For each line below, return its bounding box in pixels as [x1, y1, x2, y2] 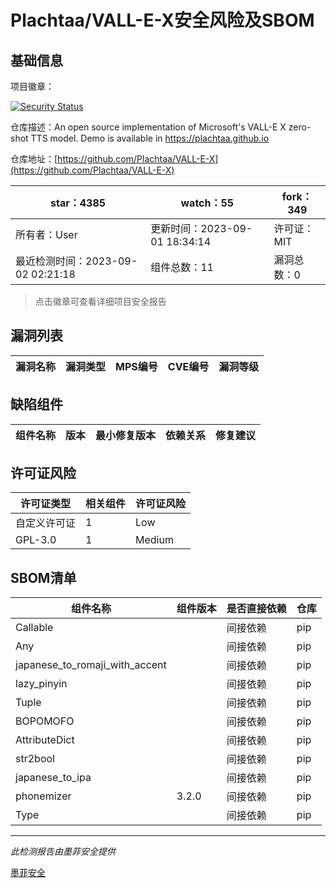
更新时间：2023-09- [150, 222, 253, 235]
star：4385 [50, 196, 107, 210]
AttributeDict [15, 733, 75, 747]
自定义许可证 [15, 516, 77, 530]
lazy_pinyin [15, 677, 68, 691]
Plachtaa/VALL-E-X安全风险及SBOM [10, 9, 315, 32]
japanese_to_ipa [15, 771, 92, 785]
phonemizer [15, 789, 72, 803]
